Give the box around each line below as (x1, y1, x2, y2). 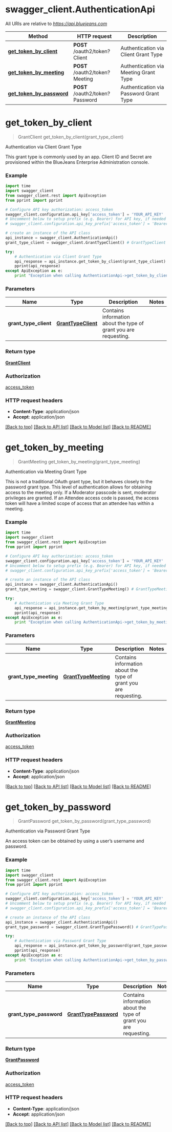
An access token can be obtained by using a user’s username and (5, 838, 144, 844)
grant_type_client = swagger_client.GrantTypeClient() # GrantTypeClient (5, 240, 166, 245)
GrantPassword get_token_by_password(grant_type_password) (17, 818, 151, 824)
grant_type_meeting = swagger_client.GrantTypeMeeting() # (5, 587, 134, 592)
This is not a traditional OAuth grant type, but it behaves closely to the (5, 479, 153, 485)
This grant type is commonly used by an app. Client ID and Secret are (5, 154, 152, 160)
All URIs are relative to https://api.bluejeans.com (5, 20, 107, 27)
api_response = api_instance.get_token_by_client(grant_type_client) (14, 259, 166, 264)
